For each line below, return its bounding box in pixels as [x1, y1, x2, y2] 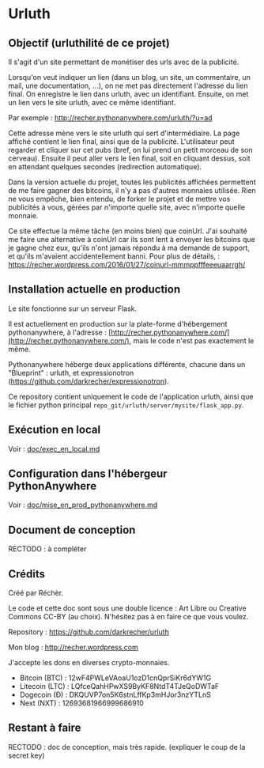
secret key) [8, 751, 45, 760]
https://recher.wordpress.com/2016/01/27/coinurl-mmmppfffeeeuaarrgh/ [8, 260, 246, 269]
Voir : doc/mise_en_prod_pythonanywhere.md [8, 500, 158, 510]
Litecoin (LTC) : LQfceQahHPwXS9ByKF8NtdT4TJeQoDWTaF [19, 682, 220, 691]
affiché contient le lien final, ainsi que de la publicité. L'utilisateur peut [8, 137, 235, 146]
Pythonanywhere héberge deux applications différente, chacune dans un [8, 359, 246, 369]
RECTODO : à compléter [8, 544, 87, 554]
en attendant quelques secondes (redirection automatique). [8, 162, 202, 171]
